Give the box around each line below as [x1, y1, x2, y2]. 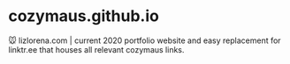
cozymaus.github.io [8, 6, 160, 26]
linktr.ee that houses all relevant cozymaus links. [8, 44, 185, 54]
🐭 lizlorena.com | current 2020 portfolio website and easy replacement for [8, 35, 281, 46]
